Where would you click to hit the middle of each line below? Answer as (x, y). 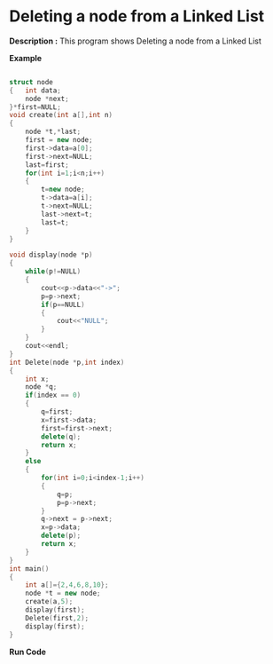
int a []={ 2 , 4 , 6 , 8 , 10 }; (67, 585)
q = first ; (57, 412)
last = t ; (55, 222)
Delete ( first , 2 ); (57, 618)
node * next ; (47, 99)
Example (26, 58)
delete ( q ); (61, 437)
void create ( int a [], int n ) (61, 115)
